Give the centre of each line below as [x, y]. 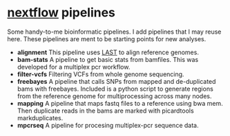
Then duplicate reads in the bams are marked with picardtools [106, 111]
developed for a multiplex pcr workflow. [74, 67]
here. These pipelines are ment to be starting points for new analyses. [107, 38]
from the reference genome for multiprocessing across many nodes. [114, 96]
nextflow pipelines [61, 13]
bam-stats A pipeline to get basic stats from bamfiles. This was [108, 59]
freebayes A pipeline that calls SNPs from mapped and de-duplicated [116, 81]
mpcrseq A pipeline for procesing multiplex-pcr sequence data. [108, 125]
